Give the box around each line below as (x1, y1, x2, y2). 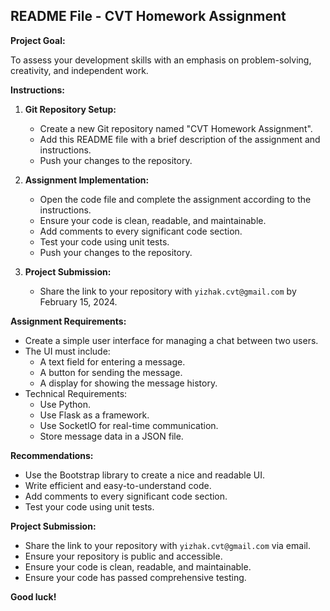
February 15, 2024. (39, 295, 118, 308)
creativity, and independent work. (10, 64, 149, 76)
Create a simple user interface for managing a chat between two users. (24, 334, 319, 346)
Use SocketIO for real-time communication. (39, 419, 219, 431)
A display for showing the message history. (39, 377, 218, 389)
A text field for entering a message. (39, 355, 186, 368)
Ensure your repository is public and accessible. (24, 550, 223, 562)
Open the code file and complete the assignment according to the (39, 193, 312, 205)
